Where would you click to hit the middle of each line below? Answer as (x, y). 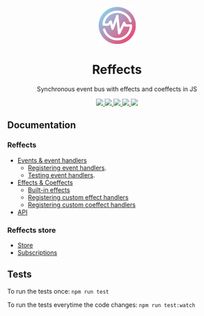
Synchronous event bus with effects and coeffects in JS (117, 89)
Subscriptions (37, 252)
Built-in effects (49, 190)
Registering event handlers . (67, 168)
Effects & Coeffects (45, 182)
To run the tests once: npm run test (58, 291)
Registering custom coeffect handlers (81, 205)
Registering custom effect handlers (78, 197)
